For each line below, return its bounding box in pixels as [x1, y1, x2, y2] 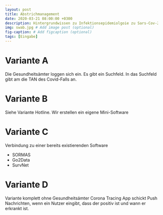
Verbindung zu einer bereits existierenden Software [5, 142, 108, 148]
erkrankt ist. [5, 205, 29, 211]
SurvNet [12, 162, 29, 168]
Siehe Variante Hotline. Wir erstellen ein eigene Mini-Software [5, 109, 129, 115]
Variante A [5, 55, 49, 66]
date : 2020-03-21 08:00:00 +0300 [5, 16, 73, 21]
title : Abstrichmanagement [5, 12, 60, 17]
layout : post [5, 7, 32, 12]
